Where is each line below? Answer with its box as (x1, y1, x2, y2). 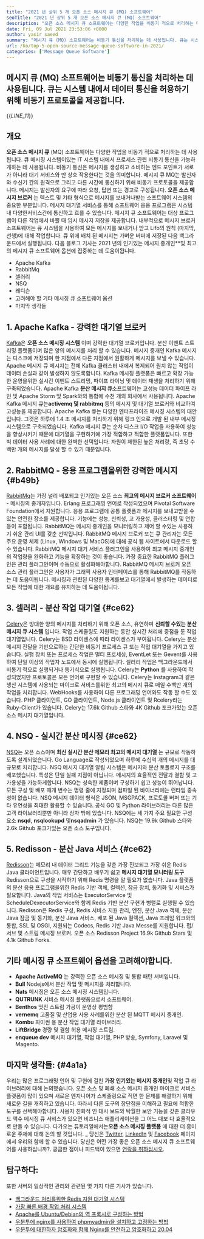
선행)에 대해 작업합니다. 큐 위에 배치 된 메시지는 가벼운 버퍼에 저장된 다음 (6, 232, 178, 239)
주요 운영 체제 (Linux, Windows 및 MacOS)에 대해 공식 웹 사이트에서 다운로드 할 (6, 538, 197, 545)
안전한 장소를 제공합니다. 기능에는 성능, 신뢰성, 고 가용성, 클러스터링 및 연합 (17, 515, 195, 522)
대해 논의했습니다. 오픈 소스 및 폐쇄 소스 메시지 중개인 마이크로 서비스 (32, 1084, 196, 1092)
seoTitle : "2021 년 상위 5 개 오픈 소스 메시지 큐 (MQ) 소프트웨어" (6, 15, 161, 21)
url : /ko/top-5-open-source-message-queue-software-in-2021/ (6, 43, 165, 49)
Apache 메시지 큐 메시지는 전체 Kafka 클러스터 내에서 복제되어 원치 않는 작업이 (6, 362, 194, 369)
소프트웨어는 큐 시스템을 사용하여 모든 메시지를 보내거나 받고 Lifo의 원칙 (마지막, (6, 225, 196, 232)
